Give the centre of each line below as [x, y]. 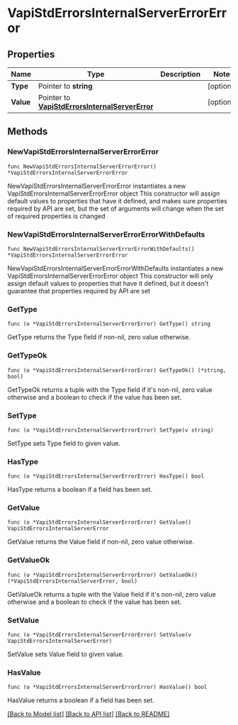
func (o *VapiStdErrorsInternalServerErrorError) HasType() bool [106, 476]
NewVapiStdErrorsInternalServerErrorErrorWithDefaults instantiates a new [115, 268]
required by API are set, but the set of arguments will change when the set [116, 208]
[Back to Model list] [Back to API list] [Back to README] [89, 714]
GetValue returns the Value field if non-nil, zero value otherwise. [101, 542]
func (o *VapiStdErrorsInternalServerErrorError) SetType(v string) [110, 430]
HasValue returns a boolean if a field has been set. [81, 700]
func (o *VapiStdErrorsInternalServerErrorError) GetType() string [109, 324]
